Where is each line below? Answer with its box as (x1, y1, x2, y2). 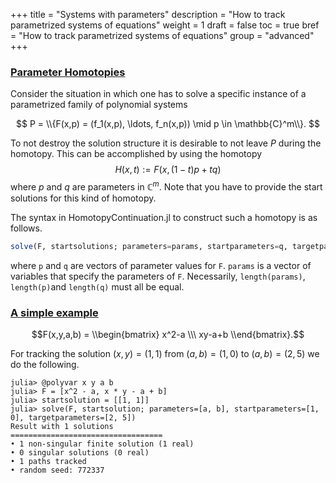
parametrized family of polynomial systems (10, 99, 188, 111)
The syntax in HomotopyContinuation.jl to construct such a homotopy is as (10, 211, 318, 223)
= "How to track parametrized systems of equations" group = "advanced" (10, 30, 315, 41)
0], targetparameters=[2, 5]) (10, 413, 137, 423)
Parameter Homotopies (10, 65, 126, 79)
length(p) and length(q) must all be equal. (10, 280, 185, 293)
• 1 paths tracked (10, 457, 87, 467)
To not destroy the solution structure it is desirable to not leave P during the (10, 137, 322, 149)
